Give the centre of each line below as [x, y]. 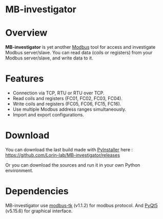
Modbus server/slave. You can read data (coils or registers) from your [79, 53]
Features [25, 79]
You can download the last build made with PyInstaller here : [69, 150]
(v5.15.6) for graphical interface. [39, 211]
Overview [26, 33]
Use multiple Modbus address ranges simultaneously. [69, 109]
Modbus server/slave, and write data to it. [49, 58]
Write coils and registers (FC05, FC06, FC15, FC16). [67, 104]
